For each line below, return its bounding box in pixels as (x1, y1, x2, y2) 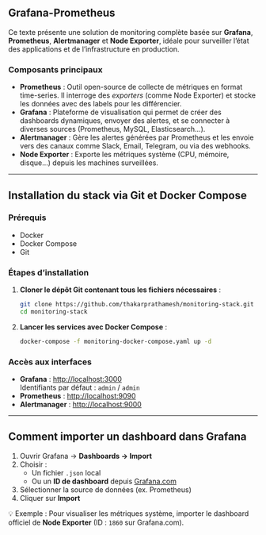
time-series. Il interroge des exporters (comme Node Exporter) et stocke (19, 90, 256, 100)
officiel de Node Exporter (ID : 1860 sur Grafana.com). (8, 518, 184, 527)
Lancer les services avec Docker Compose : (19, 321, 168, 332)
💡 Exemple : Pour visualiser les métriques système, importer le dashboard (8, 508, 249, 518)
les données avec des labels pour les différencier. (19, 99, 182, 109)
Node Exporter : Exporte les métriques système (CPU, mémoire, (19, 150, 230, 160)
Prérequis (8, 212, 47, 223)
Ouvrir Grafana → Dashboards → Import (19, 451, 153, 460)
